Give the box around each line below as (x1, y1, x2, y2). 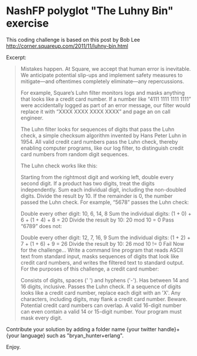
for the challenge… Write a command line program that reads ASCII (20, 246, 183, 253)
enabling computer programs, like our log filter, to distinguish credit (20, 144, 184, 151)
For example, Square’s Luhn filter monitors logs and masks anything (20, 89, 185, 96)
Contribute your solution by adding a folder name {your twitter (6, 325, 157, 332)
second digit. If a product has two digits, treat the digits (20, 180, 155, 187)
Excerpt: (6, 54, 26, 61)
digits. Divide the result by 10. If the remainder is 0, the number (20, 192, 173, 199)
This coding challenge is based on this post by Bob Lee (6, 36, 141, 43)
